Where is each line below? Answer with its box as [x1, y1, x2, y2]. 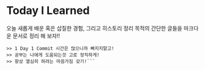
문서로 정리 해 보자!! [12, 32, 60, 40]
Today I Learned [6, 4, 90, 18]
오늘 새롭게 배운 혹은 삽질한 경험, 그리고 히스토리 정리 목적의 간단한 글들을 [6, 24, 182, 32]
